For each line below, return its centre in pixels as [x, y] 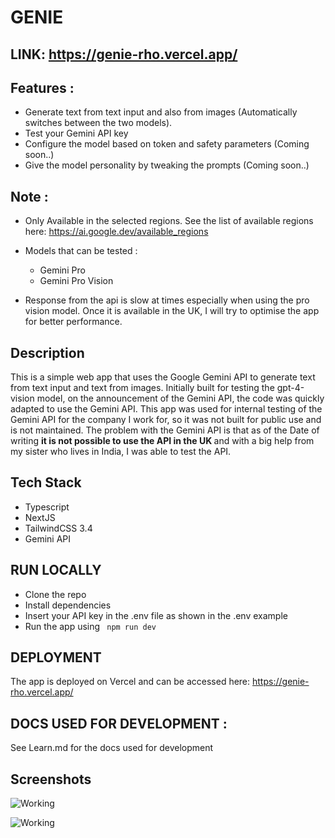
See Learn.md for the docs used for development [112, 748]
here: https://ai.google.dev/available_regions [116, 232]
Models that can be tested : [81, 251]
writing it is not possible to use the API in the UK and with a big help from [162, 441]
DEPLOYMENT [56, 657]
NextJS [40, 517]
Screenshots [51, 779]
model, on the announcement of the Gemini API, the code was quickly [180, 398]
